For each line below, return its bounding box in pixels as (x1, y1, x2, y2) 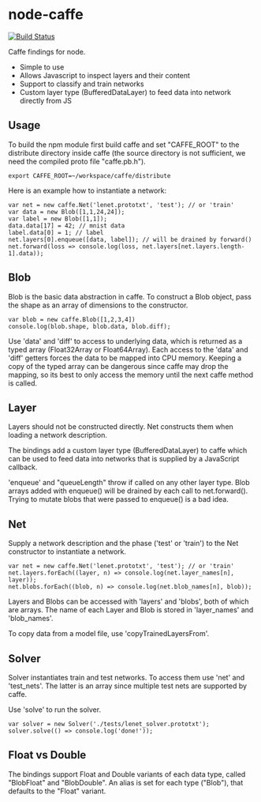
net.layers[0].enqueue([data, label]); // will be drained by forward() (8, 235, 252, 243)
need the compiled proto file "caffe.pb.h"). (8, 156, 146, 166)
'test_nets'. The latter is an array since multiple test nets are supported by (8, 681, 247, 691)
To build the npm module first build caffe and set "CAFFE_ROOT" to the (8, 140, 240, 149)
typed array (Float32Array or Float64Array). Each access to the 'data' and (8, 345, 248, 354)
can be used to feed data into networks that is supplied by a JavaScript (8, 454, 240, 464)
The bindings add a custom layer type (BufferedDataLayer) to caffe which (8, 446, 248, 455)
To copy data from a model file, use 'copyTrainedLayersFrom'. (8, 629, 210, 638)
